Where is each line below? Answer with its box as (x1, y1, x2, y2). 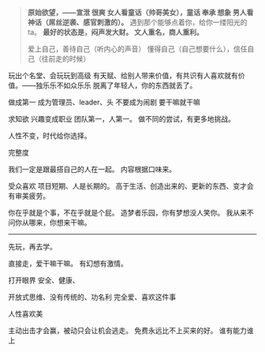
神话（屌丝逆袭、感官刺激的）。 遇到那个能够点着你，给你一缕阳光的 (27, 17, 248, 27)
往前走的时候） (41, 54, 91, 63)
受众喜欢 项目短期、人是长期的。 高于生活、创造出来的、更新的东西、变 (8, 182, 241, 190)
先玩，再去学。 (8, 242, 57, 251)
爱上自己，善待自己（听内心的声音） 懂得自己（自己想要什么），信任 (27, 44, 248, 54)
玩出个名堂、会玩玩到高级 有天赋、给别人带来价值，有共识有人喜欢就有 (8, 71, 238, 80)
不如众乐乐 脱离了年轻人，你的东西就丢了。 (56, 81, 197, 90)
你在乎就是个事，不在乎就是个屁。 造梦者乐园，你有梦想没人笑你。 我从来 (8, 208, 247, 217)
